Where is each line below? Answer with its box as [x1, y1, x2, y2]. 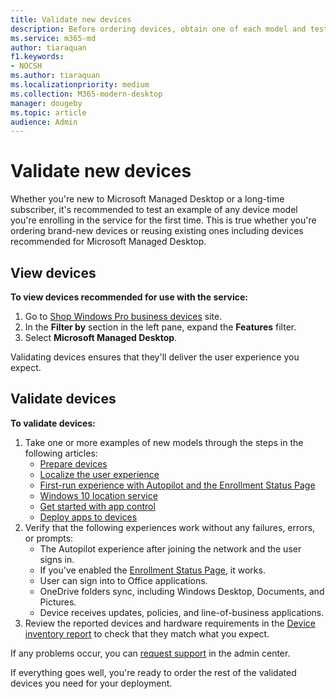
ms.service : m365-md [10, 33, 97, 43]
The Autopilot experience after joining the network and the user [39, 542, 302, 555]
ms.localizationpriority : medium [10, 80, 150, 90]
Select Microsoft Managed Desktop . [24, 332, 178, 343]
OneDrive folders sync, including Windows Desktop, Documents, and [39, 585, 325, 597]
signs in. [39, 553, 75, 565]
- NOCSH [10, 61, 43, 71]
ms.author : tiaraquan [10, 71, 101, 81]
